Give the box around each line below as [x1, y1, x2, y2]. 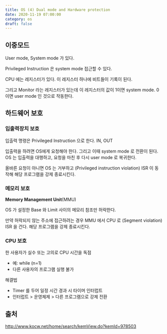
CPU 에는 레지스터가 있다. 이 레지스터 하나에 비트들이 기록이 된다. [5, 76, 133, 82]
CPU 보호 [5, 237, 27, 244]
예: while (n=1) [12, 260, 42, 266]
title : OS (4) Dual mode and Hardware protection [5, 7, 111, 12]
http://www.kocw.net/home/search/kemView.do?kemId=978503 [5, 324, 137, 330]
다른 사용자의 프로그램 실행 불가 [12, 266, 74, 272]
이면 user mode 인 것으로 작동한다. [5, 93, 74, 99]
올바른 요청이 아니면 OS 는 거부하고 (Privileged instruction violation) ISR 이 [5, 165, 154, 171]
